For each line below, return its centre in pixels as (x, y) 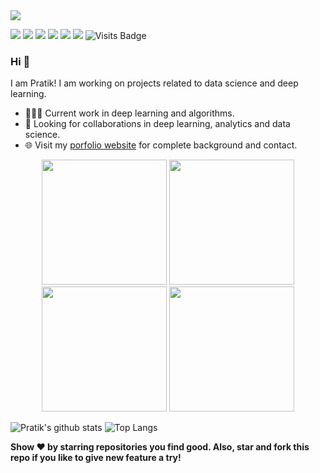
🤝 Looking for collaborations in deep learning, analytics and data (157, 124)
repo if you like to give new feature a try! (96, 458)
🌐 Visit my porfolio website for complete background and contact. (161, 145)
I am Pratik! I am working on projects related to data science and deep (154, 83)
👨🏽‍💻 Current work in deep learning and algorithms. (129, 113)
